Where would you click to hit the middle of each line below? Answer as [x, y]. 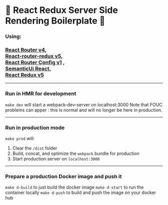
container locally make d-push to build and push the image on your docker [81, 192]
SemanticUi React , [28, 68]
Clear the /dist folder [35, 148]
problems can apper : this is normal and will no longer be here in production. [84, 110]
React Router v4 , [26, 50]
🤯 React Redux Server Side [62, 10]
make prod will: [20, 138]
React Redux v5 [24, 75]
